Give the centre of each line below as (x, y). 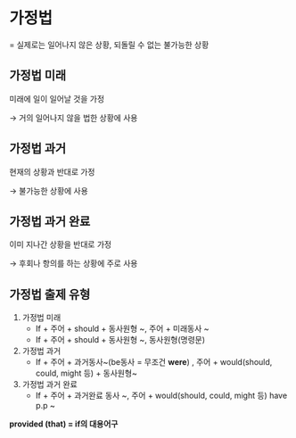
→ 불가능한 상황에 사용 (49, 190)
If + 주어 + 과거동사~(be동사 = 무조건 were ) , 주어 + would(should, (154, 362)
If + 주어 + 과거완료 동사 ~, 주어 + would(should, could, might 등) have (161, 396)
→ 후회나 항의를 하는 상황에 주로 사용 (74, 263)
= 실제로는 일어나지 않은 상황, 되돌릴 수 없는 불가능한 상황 (109, 45)
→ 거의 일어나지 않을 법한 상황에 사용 (74, 118)
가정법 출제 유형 (50, 294)
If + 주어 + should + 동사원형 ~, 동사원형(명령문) (120, 340)
